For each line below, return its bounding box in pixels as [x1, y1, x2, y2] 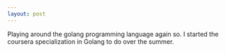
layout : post [7, 10, 46, 18]
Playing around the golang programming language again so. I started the [7, 30, 219, 38]
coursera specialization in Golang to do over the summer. [7, 37, 174, 46]
